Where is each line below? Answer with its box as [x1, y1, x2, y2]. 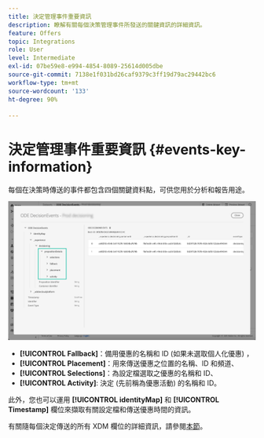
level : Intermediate [8, 54, 76, 62]
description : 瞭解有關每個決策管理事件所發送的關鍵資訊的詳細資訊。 [8, 20, 207, 29]
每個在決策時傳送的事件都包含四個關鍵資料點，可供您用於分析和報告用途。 [8, 185, 249, 195]
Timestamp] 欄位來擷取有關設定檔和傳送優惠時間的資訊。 [8, 404, 196, 414]
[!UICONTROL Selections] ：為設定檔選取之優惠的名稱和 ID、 [19, 368, 218, 378]
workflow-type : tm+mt [8, 78, 79, 86]
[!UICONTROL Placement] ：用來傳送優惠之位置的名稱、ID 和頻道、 [19, 358, 238, 368]
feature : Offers [8, 29, 61, 37]
